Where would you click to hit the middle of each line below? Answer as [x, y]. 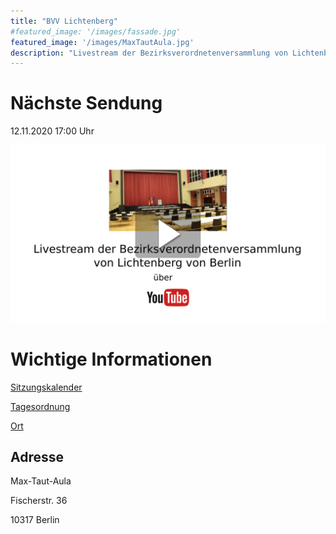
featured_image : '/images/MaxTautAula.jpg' [102, 42]
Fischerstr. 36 [39, 501]
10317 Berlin [35, 520]
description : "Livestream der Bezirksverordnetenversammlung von [149, 53]
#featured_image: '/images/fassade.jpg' [96, 31]
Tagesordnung [40, 406]
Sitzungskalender [46, 387]
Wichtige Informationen [111, 359]
